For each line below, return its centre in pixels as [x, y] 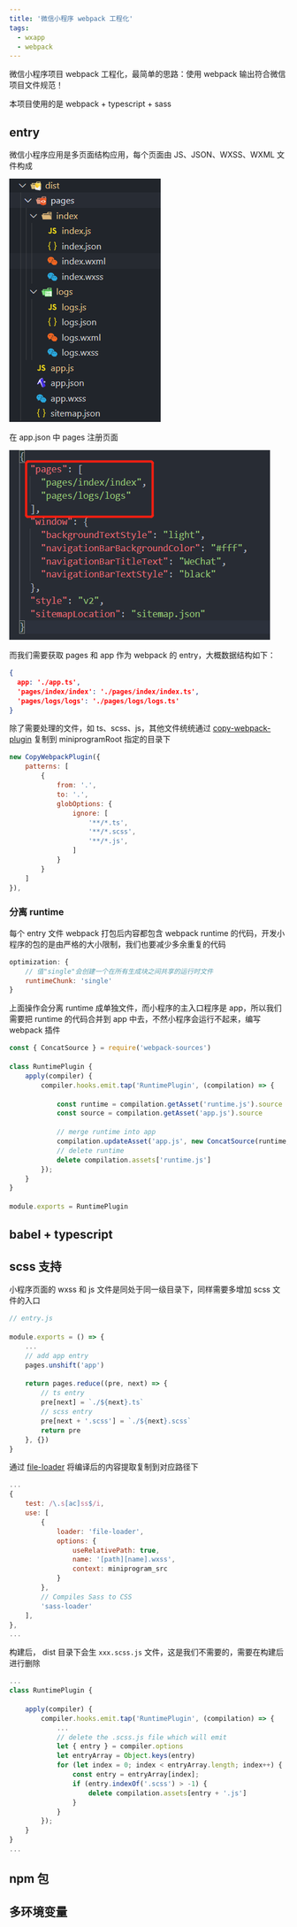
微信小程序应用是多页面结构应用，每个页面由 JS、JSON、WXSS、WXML [142, 155]
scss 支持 [35, 1267]
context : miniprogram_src [120, 1569]
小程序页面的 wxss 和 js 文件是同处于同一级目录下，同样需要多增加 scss [140, 1290]
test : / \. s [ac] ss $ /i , [65, 1504]
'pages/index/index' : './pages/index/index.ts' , [108, 691]
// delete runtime [90, 1150]
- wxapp [31, 37]
